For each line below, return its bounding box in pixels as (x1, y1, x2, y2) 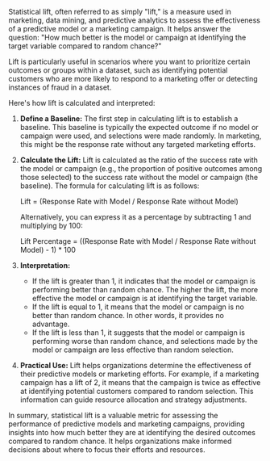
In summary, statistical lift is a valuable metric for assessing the (8, 411, 218, 420)
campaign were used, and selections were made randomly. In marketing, (19, 131, 262, 140)
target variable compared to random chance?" (8, 41, 162, 51)
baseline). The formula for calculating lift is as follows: (19, 181, 200, 191)
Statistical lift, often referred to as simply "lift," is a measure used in (8, 7, 231, 16)
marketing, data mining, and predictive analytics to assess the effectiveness (8, 15, 260, 25)
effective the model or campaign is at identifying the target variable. (31, 294, 258, 303)
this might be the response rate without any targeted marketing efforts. (19, 140, 256, 149)
